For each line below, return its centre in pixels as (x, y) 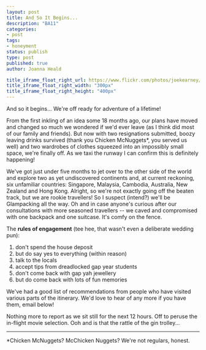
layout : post (23, 12)
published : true (27, 63)
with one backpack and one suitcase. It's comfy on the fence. (84, 217)
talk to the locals (36, 260)
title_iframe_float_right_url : (46, 80)
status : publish (27, 52)
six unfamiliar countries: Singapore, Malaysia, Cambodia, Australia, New (97, 184)
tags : (13, 40)
